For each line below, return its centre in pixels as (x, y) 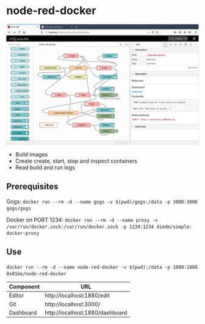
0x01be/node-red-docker (37, 274)
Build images (31, 154)
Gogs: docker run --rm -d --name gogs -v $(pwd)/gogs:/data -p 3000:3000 (102, 201)
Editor (16, 296)
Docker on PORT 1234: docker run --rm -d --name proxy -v (82, 219)
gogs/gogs (19, 208)
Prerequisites (32, 187)
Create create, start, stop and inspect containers (76, 161)
